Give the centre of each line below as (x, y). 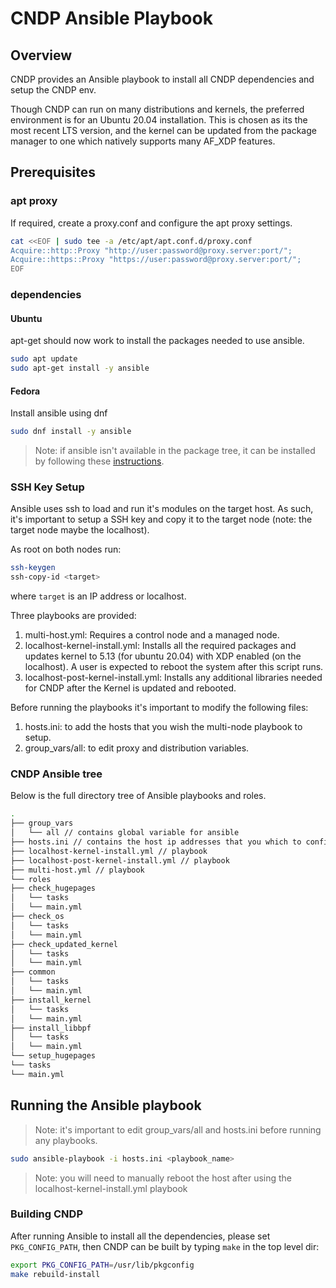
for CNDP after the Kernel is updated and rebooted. (130, 688)
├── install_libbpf (51, 1028)
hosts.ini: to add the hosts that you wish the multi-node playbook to (163, 727)
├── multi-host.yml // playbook (77, 870)
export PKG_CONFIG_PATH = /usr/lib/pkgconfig (102, 1265)
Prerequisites (53, 172)
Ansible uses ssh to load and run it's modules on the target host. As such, (162, 509)
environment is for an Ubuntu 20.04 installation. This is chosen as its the (159, 120)
